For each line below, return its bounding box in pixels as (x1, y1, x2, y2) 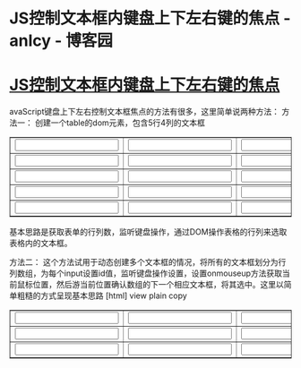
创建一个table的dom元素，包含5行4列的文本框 (34, 117, 206, 128)
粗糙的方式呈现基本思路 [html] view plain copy (16, 290, 188, 301)
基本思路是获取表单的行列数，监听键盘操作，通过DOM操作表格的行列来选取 (9, 227, 288, 237)
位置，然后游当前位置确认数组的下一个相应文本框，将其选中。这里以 (32, 279, 284, 290)
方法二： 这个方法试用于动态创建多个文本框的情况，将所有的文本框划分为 (9, 257, 279, 268)
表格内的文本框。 (9, 238, 73, 249)
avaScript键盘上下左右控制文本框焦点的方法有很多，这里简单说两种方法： (9, 107, 280, 117)
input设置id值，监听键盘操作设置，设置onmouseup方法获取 (64, 268, 283, 278)
